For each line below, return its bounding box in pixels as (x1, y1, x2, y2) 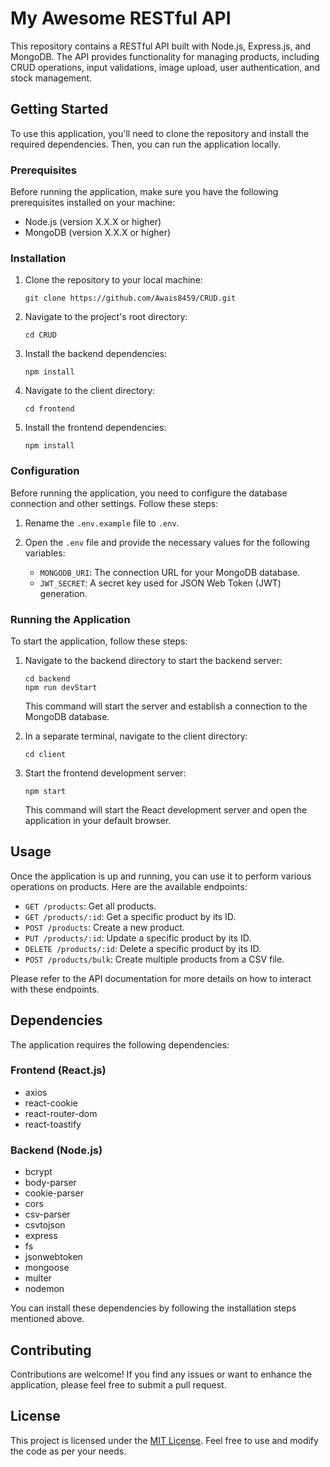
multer (24, 1272, 52, 1284)
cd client (24, 749, 67, 759)
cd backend (24, 673, 71, 684)
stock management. (10, 72, 93, 84)
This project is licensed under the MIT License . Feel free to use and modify (10, 1434, 319, 1446)
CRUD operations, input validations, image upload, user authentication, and (10, 61, 320, 73)
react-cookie (24, 1097, 78, 1109)
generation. (39, 587, 88, 599)
